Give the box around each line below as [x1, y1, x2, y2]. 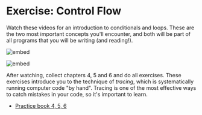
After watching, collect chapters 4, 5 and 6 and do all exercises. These [6, 71, 182, 78]
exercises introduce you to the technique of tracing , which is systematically [6, 78, 194, 85]
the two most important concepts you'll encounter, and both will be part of [6, 30, 191, 37]
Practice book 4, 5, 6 [14, 102, 68, 109]
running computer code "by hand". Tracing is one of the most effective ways [6, 84, 197, 91]
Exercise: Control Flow [6, 4, 122, 18]
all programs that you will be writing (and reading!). [6, 37, 133, 44]
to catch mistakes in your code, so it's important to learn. [6, 90, 148, 98]
